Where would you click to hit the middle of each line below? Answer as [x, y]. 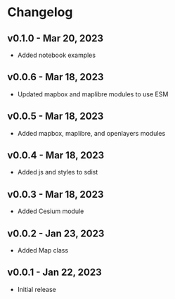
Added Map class [43, 250]
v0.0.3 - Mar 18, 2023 [56, 194]
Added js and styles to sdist [58, 172]
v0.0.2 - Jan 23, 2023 [56, 233]
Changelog [40, 12]
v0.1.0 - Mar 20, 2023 [56, 38]
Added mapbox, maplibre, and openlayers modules [91, 133]
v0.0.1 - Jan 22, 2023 [54, 273]
